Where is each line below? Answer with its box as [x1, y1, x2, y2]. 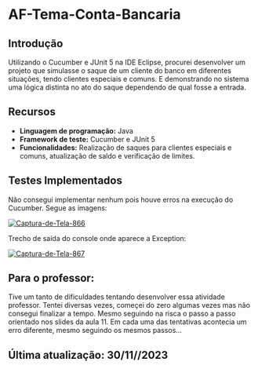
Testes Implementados [8, 174, 123, 188]
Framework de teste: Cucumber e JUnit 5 [19, 134, 155, 144]
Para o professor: [8, 272, 95, 285]
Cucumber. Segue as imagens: [8, 203, 107, 213]
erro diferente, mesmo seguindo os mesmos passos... [8, 326, 183, 335]
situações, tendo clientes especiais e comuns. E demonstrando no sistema [8, 75, 249, 83]
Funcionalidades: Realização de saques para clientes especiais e [19, 143, 232, 152]
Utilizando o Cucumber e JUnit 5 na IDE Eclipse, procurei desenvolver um [8, 57, 245, 67]
